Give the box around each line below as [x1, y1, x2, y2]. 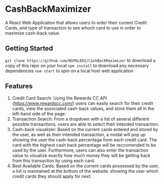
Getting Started [5, 44, 53, 53]
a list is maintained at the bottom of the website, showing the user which [12, 168, 159, 174]
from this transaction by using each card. [12, 158, 95, 163]
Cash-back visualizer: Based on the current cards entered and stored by [12, 126, 158, 132]
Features [5, 82, 33, 90]
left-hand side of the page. [12, 110, 66, 116]
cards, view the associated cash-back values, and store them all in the [12, 105, 155, 111]
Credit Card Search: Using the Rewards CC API [12, 95, 107, 101]
